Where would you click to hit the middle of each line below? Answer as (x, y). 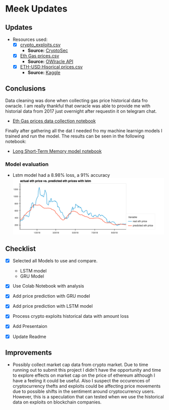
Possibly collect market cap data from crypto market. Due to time (80, 365)
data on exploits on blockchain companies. (57, 402)
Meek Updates (36, 9)
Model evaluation (27, 164)
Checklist (21, 249)
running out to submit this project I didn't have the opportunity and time (87, 370)
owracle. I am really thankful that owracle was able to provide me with (78, 106)
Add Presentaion (30, 326)
